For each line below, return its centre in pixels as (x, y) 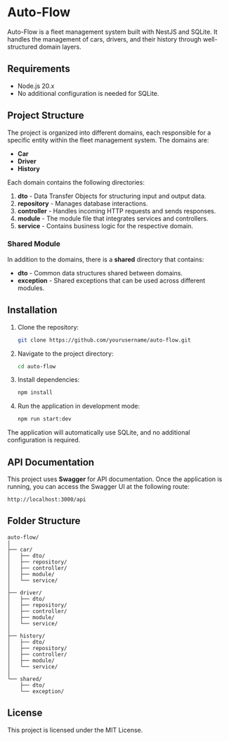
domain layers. (60, 46)
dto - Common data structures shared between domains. (100, 273)
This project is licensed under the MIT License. (75, 730)
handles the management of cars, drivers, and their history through (104, 39)
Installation (32, 310)
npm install (35, 393)
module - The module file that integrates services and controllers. (113, 218)
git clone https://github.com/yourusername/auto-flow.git (104, 340)
